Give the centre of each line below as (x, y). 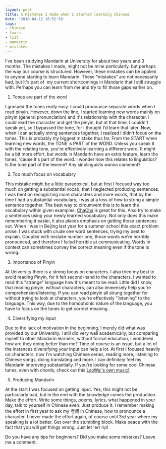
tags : (11, 24)
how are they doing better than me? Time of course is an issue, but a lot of (81, 344)
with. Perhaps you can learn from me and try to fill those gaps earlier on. (79, 87)
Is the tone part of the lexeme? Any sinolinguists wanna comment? (73, 164)
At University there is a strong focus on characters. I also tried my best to (80, 272)
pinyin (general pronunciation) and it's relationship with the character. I (77, 117)
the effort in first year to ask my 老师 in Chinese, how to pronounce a (75, 411)
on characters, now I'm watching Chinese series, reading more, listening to (82, 354)
